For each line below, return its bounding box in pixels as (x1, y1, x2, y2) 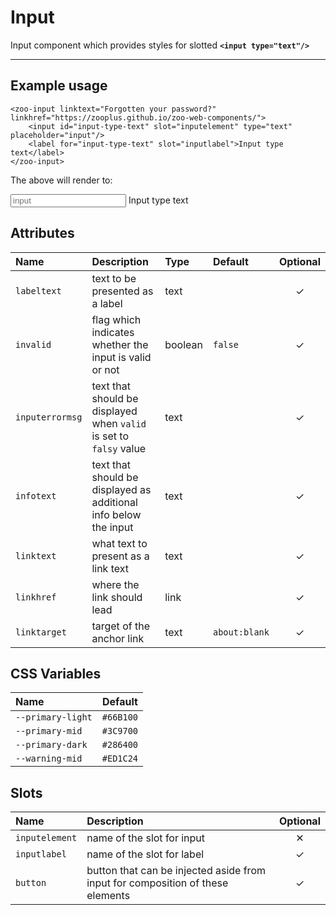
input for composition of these (86, 876, 229, 890)
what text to (91, 536, 148, 550)
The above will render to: (10, 174, 113, 186)
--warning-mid (15, 753, 83, 765)
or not (91, 362, 120, 376)
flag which (91, 312, 142, 326)
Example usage (10, 77, 108, 95)
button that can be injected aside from (86, 864, 266, 878)
